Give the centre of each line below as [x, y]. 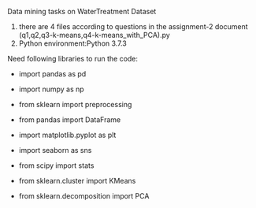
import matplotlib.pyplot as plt [67, 135]
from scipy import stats [56, 165]
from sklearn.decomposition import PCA [84, 196]
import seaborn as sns [55, 150]
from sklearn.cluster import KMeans [77, 181]
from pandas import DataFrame [70, 120]
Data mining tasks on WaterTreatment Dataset [82, 11]
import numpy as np [51, 89]
